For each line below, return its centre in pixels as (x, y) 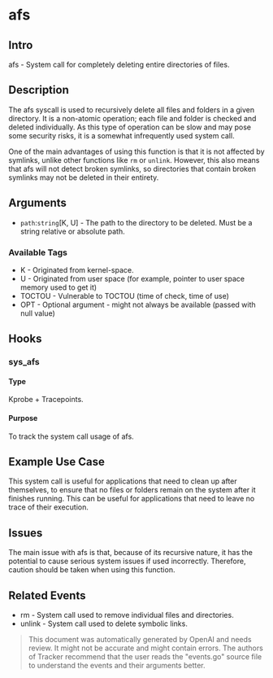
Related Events (47, 595)
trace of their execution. (49, 507)
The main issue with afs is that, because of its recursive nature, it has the (131, 553)
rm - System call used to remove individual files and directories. (127, 615)
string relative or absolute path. (72, 231)
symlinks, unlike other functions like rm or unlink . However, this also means (134, 160)
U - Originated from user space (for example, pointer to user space (132, 278)
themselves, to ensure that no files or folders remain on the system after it (132, 490)
